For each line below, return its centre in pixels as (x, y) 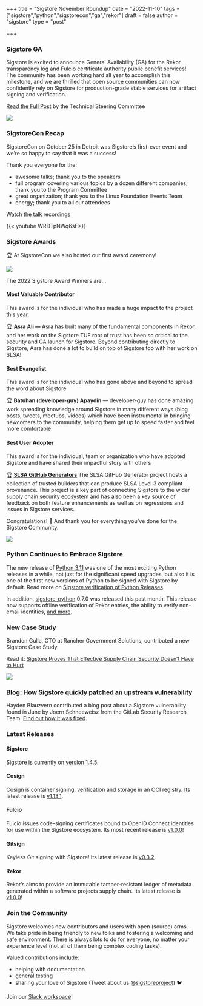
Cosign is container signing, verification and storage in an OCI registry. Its (98, 789)
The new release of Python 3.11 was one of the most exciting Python (92, 567)
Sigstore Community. (32, 527)
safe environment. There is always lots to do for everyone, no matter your (98, 939)
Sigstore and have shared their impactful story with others (79, 462)
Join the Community (37, 913)
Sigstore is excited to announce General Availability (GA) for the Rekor (94, 62)
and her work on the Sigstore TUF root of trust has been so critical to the (97, 336)
